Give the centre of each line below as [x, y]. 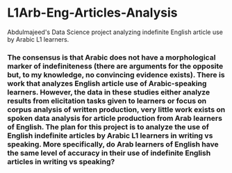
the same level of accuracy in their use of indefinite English [109, 153]
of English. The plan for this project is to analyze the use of [108, 126]
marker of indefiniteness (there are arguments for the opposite [115, 66]
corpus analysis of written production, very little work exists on [116, 109]
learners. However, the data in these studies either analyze [109, 92]
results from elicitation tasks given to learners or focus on [107, 101]
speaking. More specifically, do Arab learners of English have [113, 144]
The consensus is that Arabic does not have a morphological [111, 57]
